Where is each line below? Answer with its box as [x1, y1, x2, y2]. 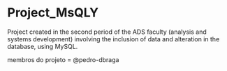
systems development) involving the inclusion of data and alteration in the [7, 34, 220, 43]
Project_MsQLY [7, 5, 99, 21]
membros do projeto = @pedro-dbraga [7, 55, 119, 63]
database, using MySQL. [7, 42, 78, 50]
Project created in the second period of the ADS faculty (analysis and [7, 28, 207, 36]
